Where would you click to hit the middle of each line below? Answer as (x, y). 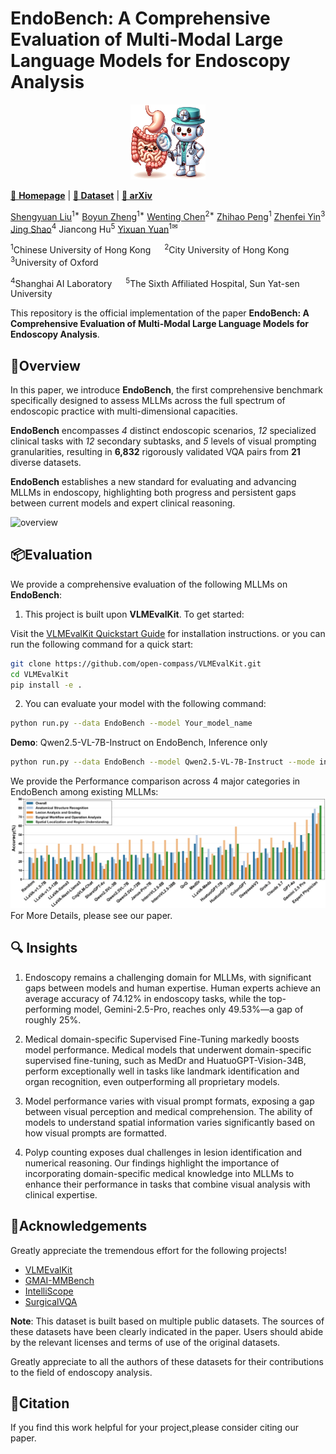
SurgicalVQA (51, 1301)
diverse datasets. (46, 463)
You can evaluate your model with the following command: (145, 704)
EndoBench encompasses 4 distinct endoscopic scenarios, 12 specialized (163, 431)
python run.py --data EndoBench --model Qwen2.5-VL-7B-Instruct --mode (162, 762)
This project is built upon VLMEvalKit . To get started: (134, 614)
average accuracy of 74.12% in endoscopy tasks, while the (145, 998)
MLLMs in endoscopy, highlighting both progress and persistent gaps (153, 493)
